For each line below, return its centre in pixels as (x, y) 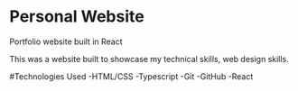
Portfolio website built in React (66, 41)
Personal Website (77, 17)
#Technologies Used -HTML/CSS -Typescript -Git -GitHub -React (131, 76)
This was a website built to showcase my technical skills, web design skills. (149, 59)
